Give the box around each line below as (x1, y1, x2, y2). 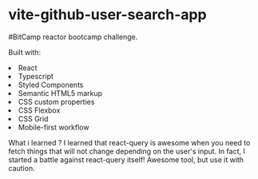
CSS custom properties (18, 97, 95, 106)
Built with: (8, 47, 42, 57)
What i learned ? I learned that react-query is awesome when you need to (8, 137, 251, 147)
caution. (8, 163, 35, 173)
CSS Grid (18, 113, 49, 123)
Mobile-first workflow (18, 122, 89, 132)
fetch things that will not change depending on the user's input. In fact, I (8, 146, 245, 156)
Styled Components (18, 80, 84, 89)
